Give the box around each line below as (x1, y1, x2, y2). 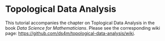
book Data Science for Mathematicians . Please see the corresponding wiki (5, 25, 160, 31)
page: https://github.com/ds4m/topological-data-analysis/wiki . (5, 30, 135, 36)
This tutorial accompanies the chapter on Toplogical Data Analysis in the (5, 20, 155, 26)
